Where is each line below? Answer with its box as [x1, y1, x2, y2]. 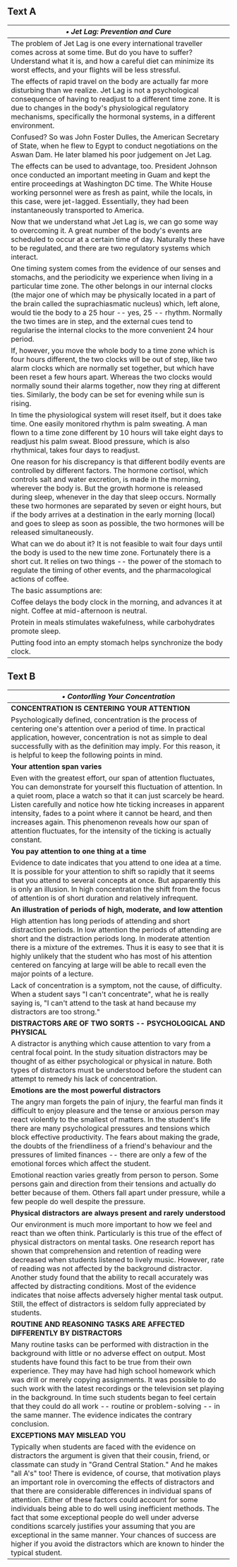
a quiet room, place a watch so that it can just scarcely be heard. [11, 791, 224, 800]
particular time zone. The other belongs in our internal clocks [11, 281, 213, 291]
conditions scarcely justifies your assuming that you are [11, 1521, 195, 1531]
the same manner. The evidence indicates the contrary [11, 1410, 193, 1419]
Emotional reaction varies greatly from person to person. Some [11, 1170, 219, 1179]
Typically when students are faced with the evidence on [11, 1441, 196, 1451]
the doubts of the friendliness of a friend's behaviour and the [11, 1141, 213, 1151]
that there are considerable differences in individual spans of [11, 1486, 212, 1496]
